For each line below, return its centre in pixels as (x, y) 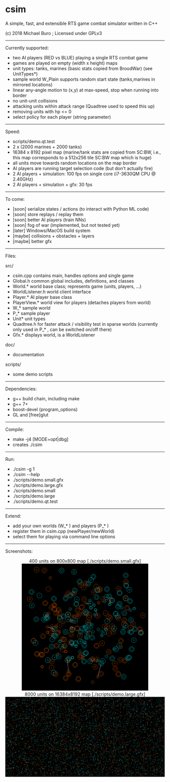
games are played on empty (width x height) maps (65, 63)
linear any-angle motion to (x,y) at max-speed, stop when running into (86, 90)
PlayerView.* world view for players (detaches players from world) (81, 302)
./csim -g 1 (24, 469)
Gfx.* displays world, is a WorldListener (54, 335)
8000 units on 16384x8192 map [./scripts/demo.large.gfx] (85, 694)
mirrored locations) (32, 84)
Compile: (15, 429)
